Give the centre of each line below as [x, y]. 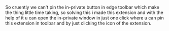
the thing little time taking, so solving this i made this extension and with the [84, 12]
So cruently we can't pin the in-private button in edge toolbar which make [82, 7]
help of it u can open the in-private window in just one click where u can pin [84, 18]
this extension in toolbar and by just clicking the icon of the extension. [78, 23]
